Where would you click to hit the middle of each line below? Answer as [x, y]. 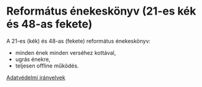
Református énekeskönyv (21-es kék [101, 11]
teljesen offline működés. [47, 66]
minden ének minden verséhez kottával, [65, 52]
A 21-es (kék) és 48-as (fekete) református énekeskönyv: [79, 41]
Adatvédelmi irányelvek [36, 77]
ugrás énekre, [33, 59]
